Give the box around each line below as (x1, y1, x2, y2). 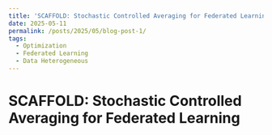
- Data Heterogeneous (15, 57, 89, 65)
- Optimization (15, 42, 67, 50)
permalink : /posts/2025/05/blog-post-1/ (8, 27, 147, 35)
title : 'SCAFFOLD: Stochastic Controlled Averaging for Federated (8, 11, 237, 20)
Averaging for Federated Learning (8, 109, 240, 128)
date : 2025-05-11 (8, 19, 67, 27)
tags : (8, 34, 27, 43)
